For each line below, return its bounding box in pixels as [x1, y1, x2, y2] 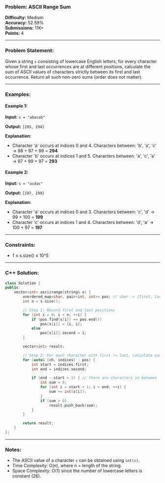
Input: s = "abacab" [5, 114, 45, 120]
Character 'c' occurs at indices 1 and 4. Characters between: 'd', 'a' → [12, 219, 154, 225]
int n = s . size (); [23, 299, 60, 304]
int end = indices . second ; [31, 367, 87, 371]
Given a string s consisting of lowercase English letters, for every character [5, 58, 157, 64]
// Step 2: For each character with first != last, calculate [23, 353, 153, 358]
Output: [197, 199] [5, 190, 45, 196]
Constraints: [5, 241, 36, 248]
